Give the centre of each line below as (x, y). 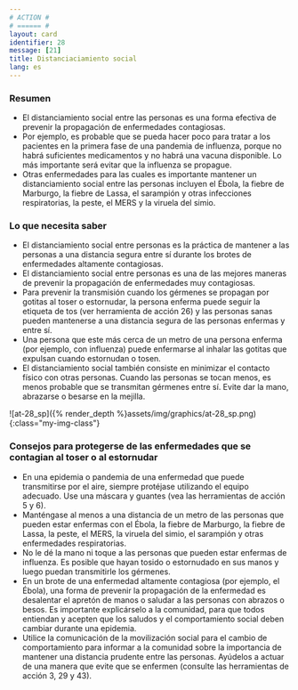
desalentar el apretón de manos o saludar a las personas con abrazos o (153, 600)
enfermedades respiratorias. (74, 543)
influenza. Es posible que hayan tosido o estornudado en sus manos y (150, 562)
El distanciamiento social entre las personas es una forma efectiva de (149, 118)
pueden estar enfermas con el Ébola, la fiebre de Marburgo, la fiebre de (153, 524)
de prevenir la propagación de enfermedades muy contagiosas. (138, 283)
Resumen (30, 98)
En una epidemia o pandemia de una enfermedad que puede (133, 476)
